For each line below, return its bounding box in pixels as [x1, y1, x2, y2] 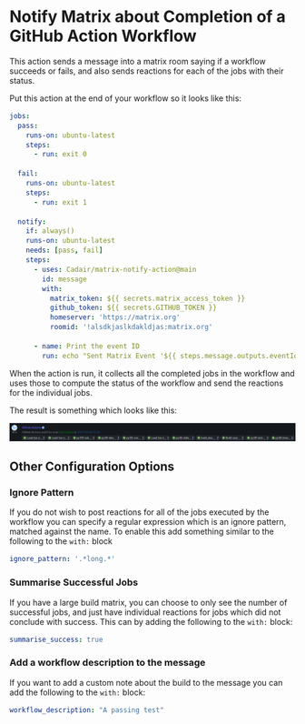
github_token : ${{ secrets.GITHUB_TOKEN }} [49, 303, 218, 313]
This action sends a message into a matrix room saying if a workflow [9, 55, 266, 66]
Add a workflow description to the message [9, 657, 206, 669]
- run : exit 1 [33, 197, 88, 206]
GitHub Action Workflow [9, 25, 197, 46]
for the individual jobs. [9, 387, 93, 397]
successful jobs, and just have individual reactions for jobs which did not [9, 607, 281, 618]
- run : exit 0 [33, 150, 88, 159]
